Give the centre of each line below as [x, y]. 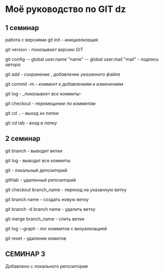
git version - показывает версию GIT [44, 49]
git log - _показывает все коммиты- [43, 94]
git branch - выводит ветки [34, 151]
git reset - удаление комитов [36, 238]
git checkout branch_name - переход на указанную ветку [66, 190]
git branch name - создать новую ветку [47, 199]
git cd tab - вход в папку [31, 123]
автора [13, 64]
